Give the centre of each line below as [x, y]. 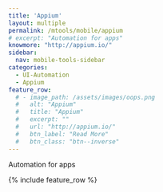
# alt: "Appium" [46, 104]
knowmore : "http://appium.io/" [60, 45]
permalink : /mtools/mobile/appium [66, 30]
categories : [28, 68]
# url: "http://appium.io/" [66, 127]
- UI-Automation [42, 75]
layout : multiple [37, 23]
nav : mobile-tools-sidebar [60, 61]
